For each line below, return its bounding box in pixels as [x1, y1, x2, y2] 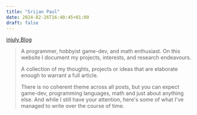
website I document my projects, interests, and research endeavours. [20, 54, 192, 61]
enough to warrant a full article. [20, 72, 98, 79]
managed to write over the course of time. [20, 102, 125, 110]
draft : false [6, 20, 39, 26]
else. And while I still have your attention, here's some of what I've [20, 96, 184, 103]
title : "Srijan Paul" [6, 8, 60, 15]
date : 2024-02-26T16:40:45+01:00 [6, 14, 90, 20]
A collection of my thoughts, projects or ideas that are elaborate [20, 66, 178, 73]
